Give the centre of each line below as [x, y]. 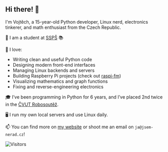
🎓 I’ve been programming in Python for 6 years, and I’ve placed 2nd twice [84, 97]
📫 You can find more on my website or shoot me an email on [69, 127]
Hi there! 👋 [22, 9]
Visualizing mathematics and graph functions [60, 81]
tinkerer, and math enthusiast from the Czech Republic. [63, 27]
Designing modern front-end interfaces [54, 65]
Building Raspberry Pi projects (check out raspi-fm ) [67, 75]
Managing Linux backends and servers [54, 70]
